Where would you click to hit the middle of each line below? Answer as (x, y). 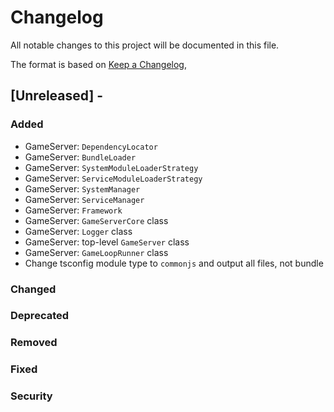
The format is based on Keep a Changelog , (98, 64)
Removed (34, 343)
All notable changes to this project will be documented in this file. (145, 45)
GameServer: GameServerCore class (96, 220)
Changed (33, 289)
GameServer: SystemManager (82, 188)
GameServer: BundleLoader (80, 157)
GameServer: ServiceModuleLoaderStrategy (113, 178)
